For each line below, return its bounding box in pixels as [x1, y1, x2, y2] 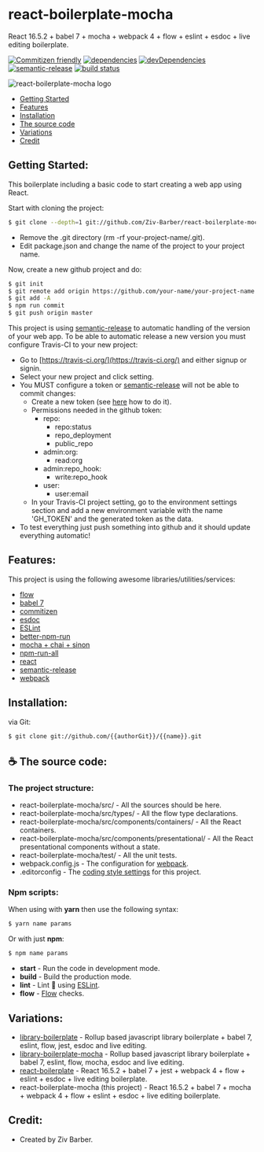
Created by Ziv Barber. [19, 1135, 93, 1144]
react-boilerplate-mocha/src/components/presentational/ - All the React [19, 834, 254, 844]
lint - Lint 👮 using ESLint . [19, 980, 101, 990]
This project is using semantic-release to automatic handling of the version [8, 323, 251, 332]
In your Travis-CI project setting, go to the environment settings [31, 497, 237, 507]
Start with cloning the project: [8, 203, 104, 212]
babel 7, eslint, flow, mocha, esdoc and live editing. [19, 1058, 185, 1067]
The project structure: [8, 782, 94, 793]
